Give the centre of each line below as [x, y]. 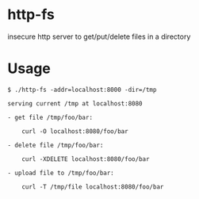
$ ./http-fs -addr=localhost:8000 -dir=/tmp [82, 90]
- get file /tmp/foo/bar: [50, 117]
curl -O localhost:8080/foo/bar [75, 131]
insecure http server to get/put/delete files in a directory [99, 36]
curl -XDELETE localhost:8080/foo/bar [86, 159]
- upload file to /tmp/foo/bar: [61, 173]
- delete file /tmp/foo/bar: [55, 145]
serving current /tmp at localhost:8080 [75, 103]
